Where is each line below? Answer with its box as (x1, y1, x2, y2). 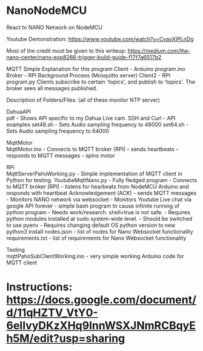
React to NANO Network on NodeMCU (6, 24, 103, 31)
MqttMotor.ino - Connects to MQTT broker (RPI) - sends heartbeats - (6, 145, 179, 153)
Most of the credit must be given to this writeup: (6, 47, 127, 54)
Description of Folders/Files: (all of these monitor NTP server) (6, 96, 161, 103)
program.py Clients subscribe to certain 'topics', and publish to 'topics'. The (6, 78, 196, 85)
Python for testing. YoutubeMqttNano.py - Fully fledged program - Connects (6, 176, 198, 183)
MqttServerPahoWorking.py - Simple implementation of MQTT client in (6, 170, 183, 177)
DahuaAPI (6, 108, 32, 115)
